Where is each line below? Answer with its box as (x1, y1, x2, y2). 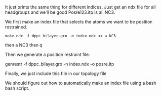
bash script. (5, 85, 30, 91)
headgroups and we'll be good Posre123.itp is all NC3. (5, 9, 115, 15)
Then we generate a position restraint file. (5, 51, 90, 57)
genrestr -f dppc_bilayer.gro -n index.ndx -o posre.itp (5, 61, 115, 67)
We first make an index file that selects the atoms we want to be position (5, 19, 153, 24)
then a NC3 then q (5, 42, 43, 48)
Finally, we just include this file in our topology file (5, 71, 107, 76)
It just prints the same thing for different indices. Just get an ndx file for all (5, 4, 156, 10)
